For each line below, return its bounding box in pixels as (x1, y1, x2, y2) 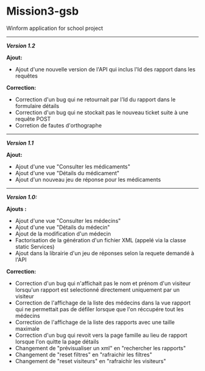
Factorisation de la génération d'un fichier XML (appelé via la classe (15, 236, 186, 243)
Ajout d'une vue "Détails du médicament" (15, 169, 120, 176)
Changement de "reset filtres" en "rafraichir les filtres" (15, 351, 153, 358)
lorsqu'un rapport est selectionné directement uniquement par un (15, 286, 180, 294)
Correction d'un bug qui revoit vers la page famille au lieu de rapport (15, 331, 188, 339)
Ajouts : (6, 205, 27, 212)
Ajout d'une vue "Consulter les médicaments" (15, 163, 131, 170)
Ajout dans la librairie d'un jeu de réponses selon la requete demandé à (15, 249, 195, 257)
